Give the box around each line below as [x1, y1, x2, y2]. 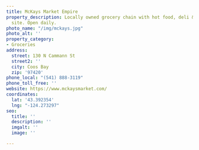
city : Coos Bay [11, 63, 49, 70]
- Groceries [6, 42, 36, 48]
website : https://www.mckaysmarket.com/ [6, 86, 108, 92]
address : [6, 47, 28, 53]
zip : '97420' [11, 69, 44, 75]
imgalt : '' [11, 125, 38, 130]
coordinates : [6, 91, 38, 97]
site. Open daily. [11, 20, 57, 25]
